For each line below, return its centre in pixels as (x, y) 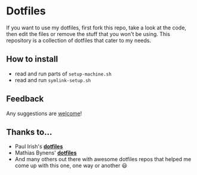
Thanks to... (29, 132)
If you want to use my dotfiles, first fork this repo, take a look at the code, (96, 28)
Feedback (25, 99)
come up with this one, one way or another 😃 (71, 165)
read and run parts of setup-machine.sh (63, 74)
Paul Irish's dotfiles (39, 147)
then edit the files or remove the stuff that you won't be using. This (88, 34)
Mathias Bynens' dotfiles (46, 153)
